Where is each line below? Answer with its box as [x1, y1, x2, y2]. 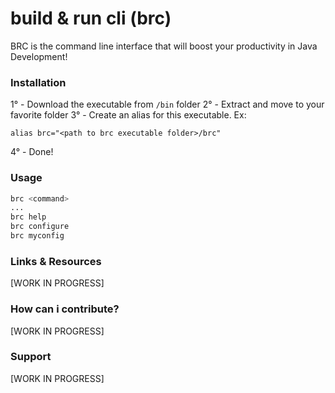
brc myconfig [10, 231, 65, 241]
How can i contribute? [10, 302, 120, 316]
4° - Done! [10, 146, 54, 158]
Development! [10, 50, 68, 62]
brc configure [10, 222, 70, 232]
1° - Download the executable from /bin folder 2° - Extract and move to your [10, 98, 325, 111]
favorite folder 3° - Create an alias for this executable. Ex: [10, 109, 247, 121]
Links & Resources [10, 254, 102, 268]
